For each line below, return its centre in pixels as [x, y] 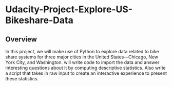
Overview [21, 39]
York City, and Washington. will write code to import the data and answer [82, 62]
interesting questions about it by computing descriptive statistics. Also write [85, 68]
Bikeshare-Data [39, 20]
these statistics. [22, 79]
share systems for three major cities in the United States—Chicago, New [82, 57]
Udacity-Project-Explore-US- [69, 9]
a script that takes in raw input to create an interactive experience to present [86, 73]
